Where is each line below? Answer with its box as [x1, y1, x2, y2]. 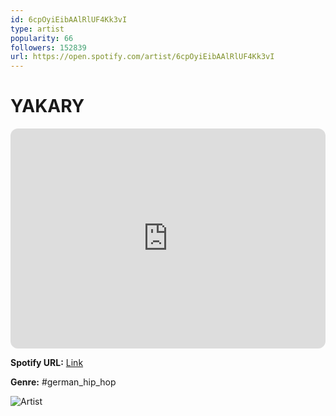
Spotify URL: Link [10, 357, 84, 369]
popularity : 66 [10, 33, 74, 43]
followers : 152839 [10, 42, 87, 53]
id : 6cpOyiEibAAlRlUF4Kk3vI [10, 14, 128, 25]
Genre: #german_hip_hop [10, 376, 117, 388]
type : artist [10, 24, 65, 34]
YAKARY [10, 95, 85, 118]
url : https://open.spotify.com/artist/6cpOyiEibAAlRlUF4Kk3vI [10, 52, 275, 62]
